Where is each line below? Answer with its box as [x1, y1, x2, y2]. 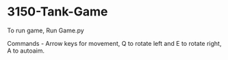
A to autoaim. [7, 47, 45, 55]
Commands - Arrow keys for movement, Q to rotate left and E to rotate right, [7, 39, 222, 47]
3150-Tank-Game [7, 4, 108, 20]
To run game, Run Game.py [7, 26, 84, 34]
